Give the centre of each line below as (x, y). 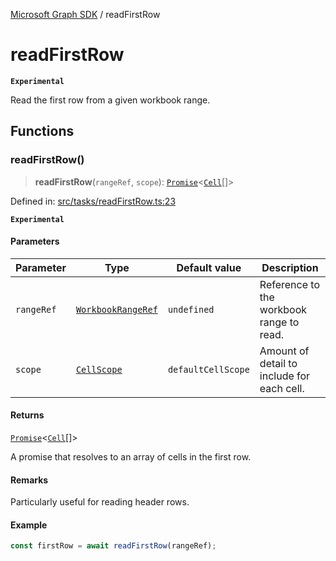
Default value (209, 267)
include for (285, 376)
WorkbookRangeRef (116, 309)
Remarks (29, 480)
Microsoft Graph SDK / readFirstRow (85, 14)
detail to (278, 363)
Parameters (35, 241)
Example (29, 525)
